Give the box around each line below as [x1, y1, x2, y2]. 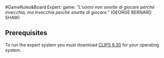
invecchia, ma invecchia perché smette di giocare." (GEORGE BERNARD [5, 9, 152, 15]
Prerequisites [5, 29, 47, 37]
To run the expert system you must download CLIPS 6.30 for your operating [5, 42, 160, 48]
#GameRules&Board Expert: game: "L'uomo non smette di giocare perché [5, 4, 155, 10]
